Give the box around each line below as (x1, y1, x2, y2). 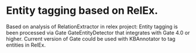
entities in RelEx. (6, 41, 46, 48)
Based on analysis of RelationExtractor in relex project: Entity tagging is (6, 23, 178, 30)
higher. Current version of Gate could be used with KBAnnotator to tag (6, 35, 176, 42)
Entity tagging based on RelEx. (6, 4, 158, 17)
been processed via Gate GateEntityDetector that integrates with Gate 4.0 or (6, 29, 190, 36)
